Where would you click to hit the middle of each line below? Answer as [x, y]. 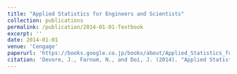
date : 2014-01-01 [33, 40]
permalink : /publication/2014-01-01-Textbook [75, 27]
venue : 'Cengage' [33, 47]
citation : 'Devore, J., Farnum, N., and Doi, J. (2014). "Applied [107, 60]
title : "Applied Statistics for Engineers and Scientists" [96, 14]
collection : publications [45, 20]
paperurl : [22, 54]
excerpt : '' [25, 33]
